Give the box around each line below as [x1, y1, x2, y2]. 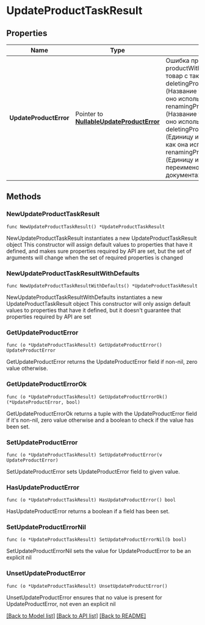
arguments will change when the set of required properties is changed [6, 254, 183, 261]
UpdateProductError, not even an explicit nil [6, 600, 116, 607]
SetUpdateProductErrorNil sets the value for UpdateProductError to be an [6, 547, 191, 555]
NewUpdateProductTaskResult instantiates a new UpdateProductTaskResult [6, 234, 197, 242]
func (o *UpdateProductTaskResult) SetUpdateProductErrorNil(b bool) [6, 536, 187, 543]
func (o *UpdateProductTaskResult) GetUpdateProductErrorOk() [6, 394, 168, 400]
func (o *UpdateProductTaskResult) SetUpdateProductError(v [6, 452, 163, 458]
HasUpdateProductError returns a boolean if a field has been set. [6, 508, 170, 515]
